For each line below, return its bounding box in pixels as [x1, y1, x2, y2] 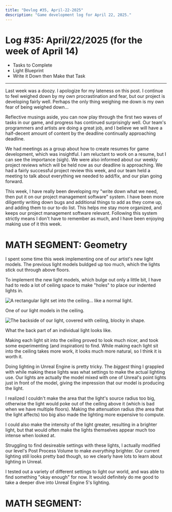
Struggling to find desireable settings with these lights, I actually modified [5, 442, 160, 448]
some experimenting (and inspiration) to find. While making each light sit [5, 343, 159, 349]
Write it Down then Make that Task [12, 73, 85, 79]
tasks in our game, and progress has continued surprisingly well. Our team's [5, 119, 166, 126]
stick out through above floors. [5, 267, 70, 273]
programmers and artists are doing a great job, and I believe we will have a [5, 125, 163, 131]
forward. [5, 178, 24, 185]
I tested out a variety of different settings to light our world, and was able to [5, 468, 165, 475]
